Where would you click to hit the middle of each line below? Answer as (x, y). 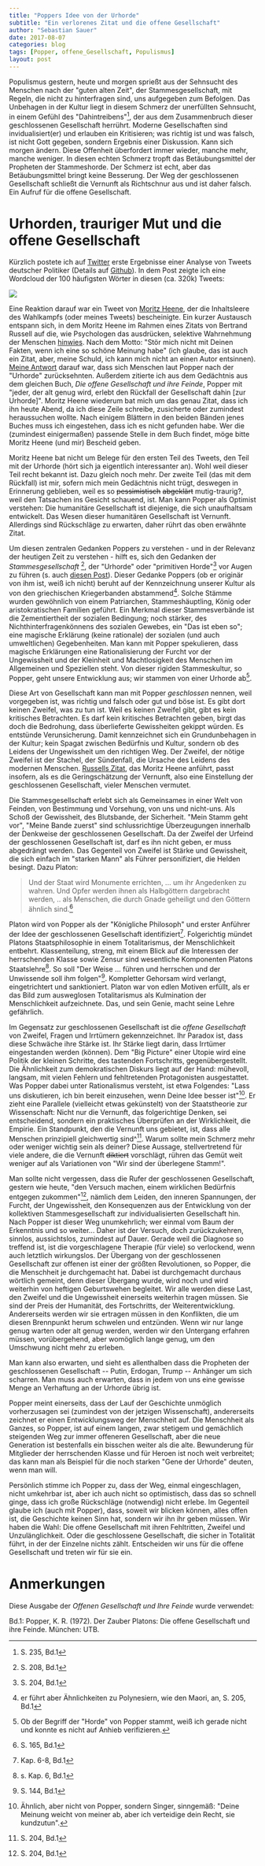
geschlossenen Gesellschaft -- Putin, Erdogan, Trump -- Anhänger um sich (131, 1372)
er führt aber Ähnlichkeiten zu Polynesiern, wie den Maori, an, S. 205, (133, 1698)
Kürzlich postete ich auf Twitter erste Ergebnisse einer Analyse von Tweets (131, 262)
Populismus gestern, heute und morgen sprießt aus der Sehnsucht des (123, 81)
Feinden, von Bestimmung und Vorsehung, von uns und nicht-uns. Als (122, 809)
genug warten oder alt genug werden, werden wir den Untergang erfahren (129, 1331)
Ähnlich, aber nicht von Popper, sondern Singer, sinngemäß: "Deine (130, 1806)
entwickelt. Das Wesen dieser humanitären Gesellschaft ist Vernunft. (120, 516)
